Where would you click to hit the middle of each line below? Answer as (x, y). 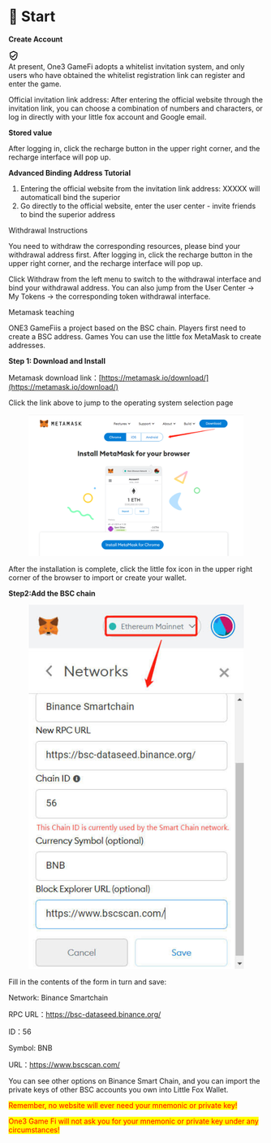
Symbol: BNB (30, 1048)
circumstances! (34, 1129)
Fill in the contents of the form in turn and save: (88, 982)
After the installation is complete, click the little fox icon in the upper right (131, 569)
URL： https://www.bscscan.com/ (64, 1064)
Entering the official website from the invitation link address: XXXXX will (140, 188)
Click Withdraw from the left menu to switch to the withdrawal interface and (135, 279)
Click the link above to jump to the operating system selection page (121, 403)
